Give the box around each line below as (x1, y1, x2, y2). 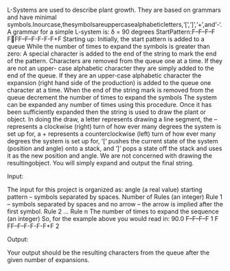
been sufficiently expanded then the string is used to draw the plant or (7, 108, 207, 116)
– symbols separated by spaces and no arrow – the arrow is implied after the (7, 200, 223, 208)
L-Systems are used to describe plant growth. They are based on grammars (7, 6, 221, 14)
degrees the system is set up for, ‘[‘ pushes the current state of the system (7, 137, 218, 145)
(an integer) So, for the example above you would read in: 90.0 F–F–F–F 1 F (7, 215, 218, 222)
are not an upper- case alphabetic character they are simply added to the (7, 64, 215, 72)
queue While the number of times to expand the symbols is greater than (7, 43, 211, 50)
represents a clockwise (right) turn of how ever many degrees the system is (7, 123, 222, 130)
